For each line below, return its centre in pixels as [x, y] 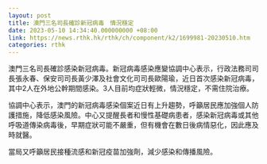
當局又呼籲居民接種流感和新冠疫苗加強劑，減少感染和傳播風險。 [112, 152]
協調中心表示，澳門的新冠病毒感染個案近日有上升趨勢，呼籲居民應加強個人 [130, 105]
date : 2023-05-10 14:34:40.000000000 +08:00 [83, 30]
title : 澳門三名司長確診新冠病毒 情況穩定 [71, 23]
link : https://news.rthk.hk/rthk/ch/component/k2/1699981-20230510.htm [129, 38]
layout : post [30, 15]
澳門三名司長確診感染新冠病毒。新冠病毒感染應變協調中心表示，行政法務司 [130, 69]
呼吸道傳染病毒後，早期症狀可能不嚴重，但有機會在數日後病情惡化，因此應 [130, 125]
